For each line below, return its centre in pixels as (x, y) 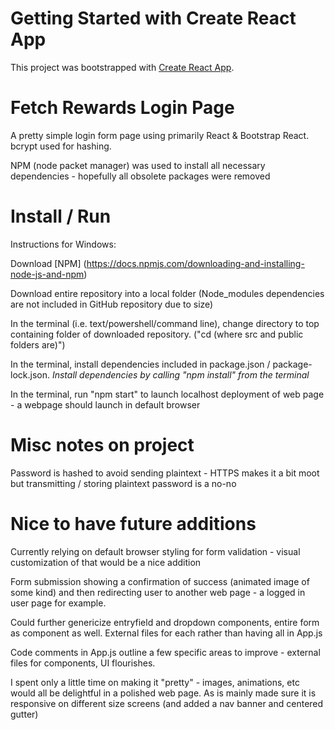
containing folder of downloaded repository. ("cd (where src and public (157, 334)
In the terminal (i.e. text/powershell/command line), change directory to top (165, 323)
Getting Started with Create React (153, 18)
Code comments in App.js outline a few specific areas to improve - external (165, 652)
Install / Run (61, 216)
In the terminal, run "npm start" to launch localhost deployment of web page (167, 394)
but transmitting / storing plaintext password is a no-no (123, 483)
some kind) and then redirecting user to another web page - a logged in (158, 592)
